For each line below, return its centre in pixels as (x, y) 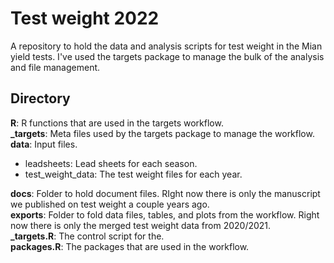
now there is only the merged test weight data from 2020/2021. (141, 225)
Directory (40, 98)
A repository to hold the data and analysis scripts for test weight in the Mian (166, 46)
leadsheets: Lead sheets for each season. (111, 163)
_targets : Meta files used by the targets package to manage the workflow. (162, 133)
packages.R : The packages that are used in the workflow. (130, 246)
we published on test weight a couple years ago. (110, 204)
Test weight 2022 (85, 18)
